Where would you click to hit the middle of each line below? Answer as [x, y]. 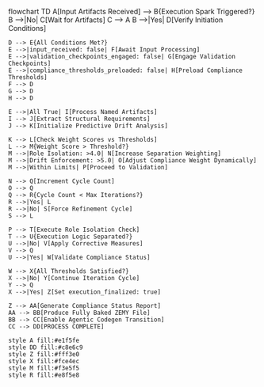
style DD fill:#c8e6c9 [46, 347]
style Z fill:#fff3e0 [44, 355]
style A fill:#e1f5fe [44, 340]
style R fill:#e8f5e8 [44, 375]
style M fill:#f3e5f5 [44, 368]
